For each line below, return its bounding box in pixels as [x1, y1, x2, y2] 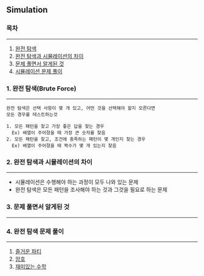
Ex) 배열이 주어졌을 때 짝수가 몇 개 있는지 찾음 [12, 143, 117, 149]
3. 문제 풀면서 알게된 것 [6, 203, 70, 211]
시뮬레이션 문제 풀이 [15, 67, 63, 75]
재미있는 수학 [15, 263, 47, 270]
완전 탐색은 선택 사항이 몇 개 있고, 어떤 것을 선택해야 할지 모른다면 [6, 105, 156, 111]
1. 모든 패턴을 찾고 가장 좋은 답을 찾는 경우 [6, 123, 104, 129]
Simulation [6, 5, 48, 15]
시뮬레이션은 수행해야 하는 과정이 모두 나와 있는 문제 [15, 178, 138, 186]
